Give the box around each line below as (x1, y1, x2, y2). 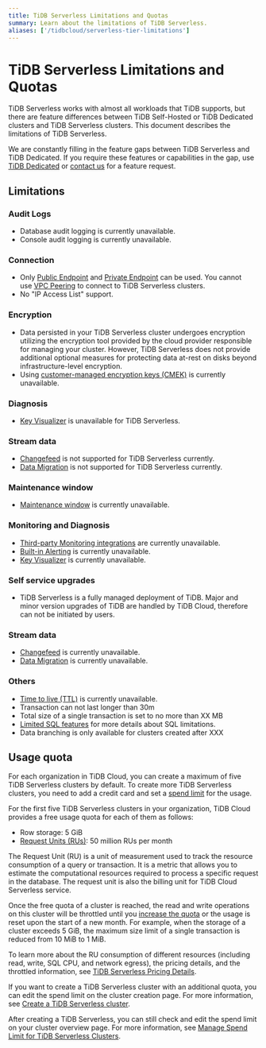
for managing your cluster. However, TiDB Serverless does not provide (19, 344, 251, 354)
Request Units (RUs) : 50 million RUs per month (19, 836, 173, 846)
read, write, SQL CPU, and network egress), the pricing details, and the (8, 958, 241, 968)
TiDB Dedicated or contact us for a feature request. (8, 161, 176, 171)
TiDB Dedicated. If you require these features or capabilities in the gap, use (8, 153, 255, 163)
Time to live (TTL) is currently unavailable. (19, 694, 158, 703)
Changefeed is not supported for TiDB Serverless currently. (19, 454, 215, 463)
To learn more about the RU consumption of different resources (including (8, 950, 251, 960)
